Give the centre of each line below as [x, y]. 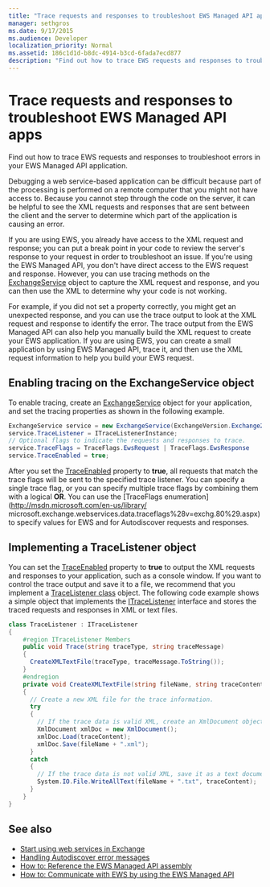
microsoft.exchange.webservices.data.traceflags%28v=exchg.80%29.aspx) [135, 514]
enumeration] [186, 497]
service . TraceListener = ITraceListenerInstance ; [93, 433]
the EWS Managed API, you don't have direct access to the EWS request [129, 265]
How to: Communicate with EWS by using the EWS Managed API [127, 874]
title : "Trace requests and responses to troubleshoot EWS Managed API [131, 16]
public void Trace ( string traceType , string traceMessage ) [124, 647]
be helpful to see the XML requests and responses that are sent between [129, 207]
